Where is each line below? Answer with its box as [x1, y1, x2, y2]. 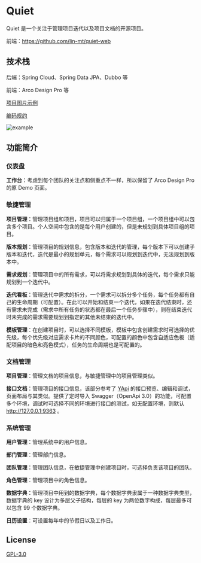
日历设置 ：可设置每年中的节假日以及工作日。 [6, 517, 117, 524]
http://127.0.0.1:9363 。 [6, 407, 63, 415]
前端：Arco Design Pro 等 [6, 86, 69, 93]
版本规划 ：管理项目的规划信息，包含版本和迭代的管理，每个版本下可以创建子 [6, 243, 195, 250]
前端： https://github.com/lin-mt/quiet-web [6, 37, 111, 44]
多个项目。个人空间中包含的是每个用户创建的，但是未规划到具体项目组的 [11, 223, 190, 230]
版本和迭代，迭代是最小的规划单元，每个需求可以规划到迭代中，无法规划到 [6, 250, 190, 258]
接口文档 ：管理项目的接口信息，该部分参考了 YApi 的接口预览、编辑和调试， [6, 385, 193, 392]
